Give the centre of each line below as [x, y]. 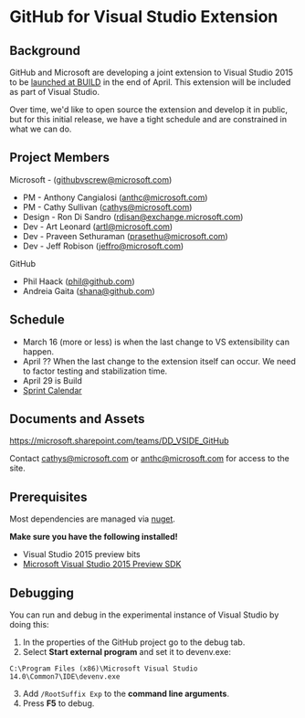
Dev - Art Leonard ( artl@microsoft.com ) [98, 227]
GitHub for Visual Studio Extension [144, 17]
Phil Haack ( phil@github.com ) [79, 281]
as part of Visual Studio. [55, 92]
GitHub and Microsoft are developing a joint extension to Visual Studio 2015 [152, 72]
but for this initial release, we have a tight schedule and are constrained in [148, 119]
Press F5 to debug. [58, 703]
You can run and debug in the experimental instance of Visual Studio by [144, 615]
